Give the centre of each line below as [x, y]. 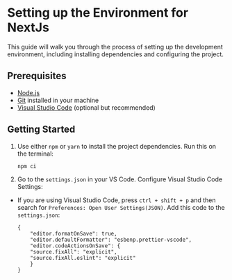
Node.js [28, 92]
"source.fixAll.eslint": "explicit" [83, 258]
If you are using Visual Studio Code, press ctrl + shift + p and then [117, 200]
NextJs [28, 27]
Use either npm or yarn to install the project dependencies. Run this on [117, 146]
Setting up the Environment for [98, 13]
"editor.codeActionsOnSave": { [75, 246]
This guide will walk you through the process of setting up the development [115, 47]
